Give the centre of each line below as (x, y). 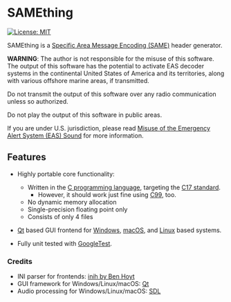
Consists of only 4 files (60, 216)
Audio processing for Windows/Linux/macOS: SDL (89, 291)
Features (27, 157)
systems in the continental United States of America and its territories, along (116, 73)
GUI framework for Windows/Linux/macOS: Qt (83, 284)
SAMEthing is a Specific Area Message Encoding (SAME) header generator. (115, 45)
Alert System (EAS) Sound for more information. (75, 135)
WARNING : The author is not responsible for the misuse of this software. (111, 58)
